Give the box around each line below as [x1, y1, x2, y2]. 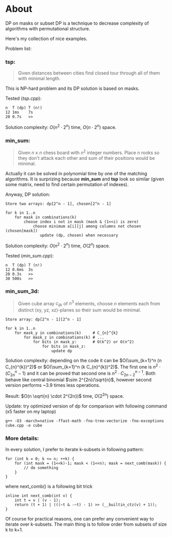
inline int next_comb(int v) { [5, 493, 72, 498]
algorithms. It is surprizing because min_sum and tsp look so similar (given [5, 176, 164, 182]
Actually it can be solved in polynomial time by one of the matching [5, 170, 147, 176]
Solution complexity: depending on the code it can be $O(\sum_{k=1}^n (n [5, 358, 162, 364]
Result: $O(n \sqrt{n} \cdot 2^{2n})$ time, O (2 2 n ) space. [5, 392, 124, 399]
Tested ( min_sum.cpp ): [5, 252, 54, 258]
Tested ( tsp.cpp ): [5, 96, 42, 102]
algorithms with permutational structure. [5, 25, 90, 31]
